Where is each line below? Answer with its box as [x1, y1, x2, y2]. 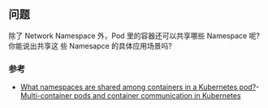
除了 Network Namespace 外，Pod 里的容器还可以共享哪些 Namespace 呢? [8, 31, 260, 41]
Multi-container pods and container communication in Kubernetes [19, 91, 241, 101]
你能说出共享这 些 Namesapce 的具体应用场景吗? [8, 41, 172, 50]
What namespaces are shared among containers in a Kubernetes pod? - [19, 82, 260, 92]
